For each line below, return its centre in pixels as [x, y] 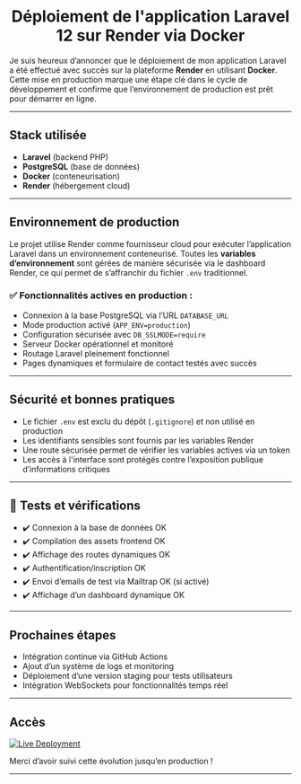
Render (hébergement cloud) [76, 185]
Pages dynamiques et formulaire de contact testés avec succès [139, 363]
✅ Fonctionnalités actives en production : [101, 295]
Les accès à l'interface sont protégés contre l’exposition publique [143, 459]
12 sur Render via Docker [150, 35]
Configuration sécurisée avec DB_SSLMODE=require [114, 334]
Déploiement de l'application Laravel [150, 17]
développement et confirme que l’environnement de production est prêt [141, 89]
